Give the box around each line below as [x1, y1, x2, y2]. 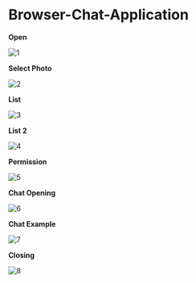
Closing [8, 250, 35, 260]
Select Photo [8, 63, 52, 73]
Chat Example [8, 219, 56, 228]
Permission [8, 157, 47, 166]
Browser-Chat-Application [8, 6, 189, 24]
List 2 [8, 125, 27, 135]
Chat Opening [8, 187, 56, 198]
